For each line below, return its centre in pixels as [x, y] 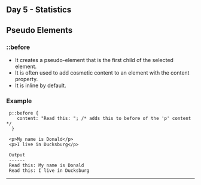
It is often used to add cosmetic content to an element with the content [102, 73]
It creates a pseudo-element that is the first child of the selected [94, 60]
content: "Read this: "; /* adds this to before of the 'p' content [104, 119]
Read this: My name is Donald [46, 166]
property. [26, 79]
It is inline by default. [40, 85]
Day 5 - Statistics [39, 10]
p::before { [24, 113]
